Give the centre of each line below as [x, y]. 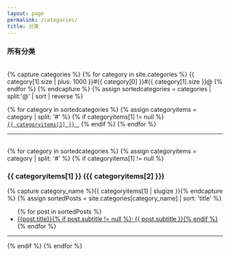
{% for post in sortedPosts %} [59, 211]
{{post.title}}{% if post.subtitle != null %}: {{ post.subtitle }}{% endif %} [117, 219]
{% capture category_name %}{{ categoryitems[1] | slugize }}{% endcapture [115, 191]
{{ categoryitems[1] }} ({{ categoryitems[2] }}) [86, 176]
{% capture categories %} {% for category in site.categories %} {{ [101, 74]
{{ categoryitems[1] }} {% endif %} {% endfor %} [82, 124]
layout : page [26, 13]
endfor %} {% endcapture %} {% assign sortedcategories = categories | [109, 89]
